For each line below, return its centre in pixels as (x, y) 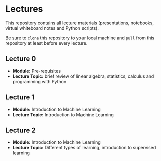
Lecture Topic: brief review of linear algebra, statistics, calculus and (83, 76)
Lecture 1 (20, 98)
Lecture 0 (21, 59)
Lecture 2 (21, 130)
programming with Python (39, 81)
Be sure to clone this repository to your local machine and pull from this (80, 38)
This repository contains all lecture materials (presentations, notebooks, (80, 23)
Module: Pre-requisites (37, 71)
